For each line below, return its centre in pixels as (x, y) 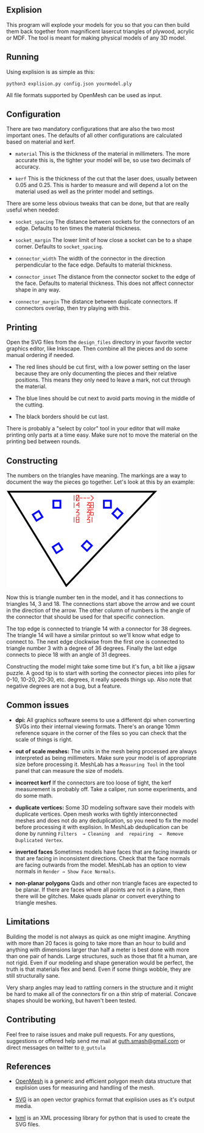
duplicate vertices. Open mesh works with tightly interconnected (96, 814)
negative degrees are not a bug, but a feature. (64, 686)
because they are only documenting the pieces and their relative (96, 374)
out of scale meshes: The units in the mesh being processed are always (106, 751)
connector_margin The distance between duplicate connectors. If (96, 301)
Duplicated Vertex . (39, 840)
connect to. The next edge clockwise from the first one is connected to (95, 642)
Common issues (38, 705)
